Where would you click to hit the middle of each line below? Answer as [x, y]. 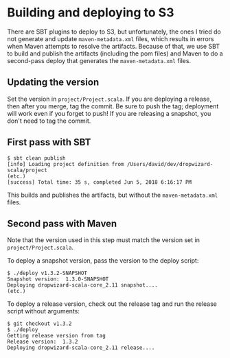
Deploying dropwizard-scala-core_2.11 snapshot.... [82, 285]
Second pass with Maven [62, 223]
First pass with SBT [49, 142]
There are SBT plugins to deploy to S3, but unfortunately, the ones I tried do [114, 32]
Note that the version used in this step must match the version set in [104, 240]
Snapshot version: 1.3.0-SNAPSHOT [58, 279]
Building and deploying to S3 [91, 13]
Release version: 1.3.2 [43, 342]
